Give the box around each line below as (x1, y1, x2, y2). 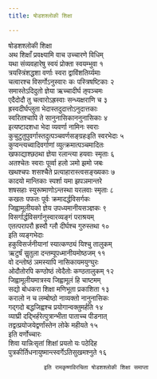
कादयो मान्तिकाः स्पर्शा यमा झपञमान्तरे (8, 175, 102, 185)
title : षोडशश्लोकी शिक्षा (8, 11, 73, 20)
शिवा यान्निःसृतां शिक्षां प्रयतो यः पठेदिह (8, 338, 97, 348)
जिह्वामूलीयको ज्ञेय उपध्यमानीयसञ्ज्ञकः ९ (8, 203, 108, 212)
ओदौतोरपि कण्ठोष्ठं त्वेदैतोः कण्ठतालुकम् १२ (8, 266, 114, 276)
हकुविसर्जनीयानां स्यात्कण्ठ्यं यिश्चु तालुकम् (8, 239, 113, 248)
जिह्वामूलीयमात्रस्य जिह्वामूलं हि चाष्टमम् (8, 275, 101, 284)
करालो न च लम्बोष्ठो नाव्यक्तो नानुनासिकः (8, 293, 109, 303)
